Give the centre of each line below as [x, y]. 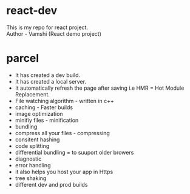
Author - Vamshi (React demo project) [54, 33]
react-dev [32, 11]
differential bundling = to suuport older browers [74, 152]
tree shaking [31, 178]
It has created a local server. [51, 81]
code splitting [32, 145]
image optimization [39, 113]
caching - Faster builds [44, 107]
